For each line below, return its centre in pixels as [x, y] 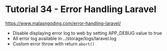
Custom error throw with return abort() [53, 43]
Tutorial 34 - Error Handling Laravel [81, 9]
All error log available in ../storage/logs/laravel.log [65, 38]
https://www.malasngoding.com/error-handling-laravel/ [63, 23]
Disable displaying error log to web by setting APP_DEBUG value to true [87, 33]
